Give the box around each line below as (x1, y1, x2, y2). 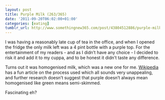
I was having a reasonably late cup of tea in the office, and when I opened (5, 39, 155, 45)
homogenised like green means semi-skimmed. (5, 80, 101, 86)
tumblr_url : (5, 26, 29, 31)
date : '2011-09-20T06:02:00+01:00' (5, 16, 78, 21)
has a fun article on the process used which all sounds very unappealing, (5, 69, 153, 75)
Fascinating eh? (5, 90, 37, 96)
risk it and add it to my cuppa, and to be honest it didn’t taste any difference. (5, 55, 160, 61)
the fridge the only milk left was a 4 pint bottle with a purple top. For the (5, 44, 150, 50)
